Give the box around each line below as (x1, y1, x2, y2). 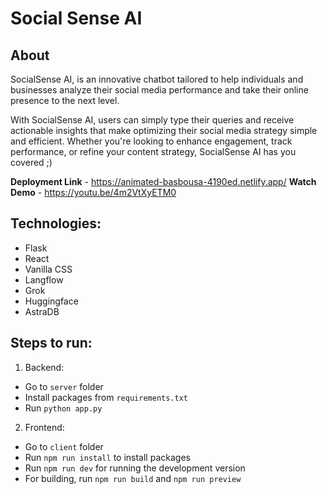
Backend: (24, 361, 65, 373)
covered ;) (10, 157, 53, 168)
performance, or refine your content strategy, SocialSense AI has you (10, 146, 297, 157)
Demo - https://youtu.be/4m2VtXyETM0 (10, 187, 177, 198)
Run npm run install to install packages (24, 451, 191, 463)
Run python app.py (24, 402, 103, 414)
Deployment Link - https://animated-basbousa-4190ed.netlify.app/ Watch (10, 176, 317, 187)
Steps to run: (10, 335, 93, 352)
